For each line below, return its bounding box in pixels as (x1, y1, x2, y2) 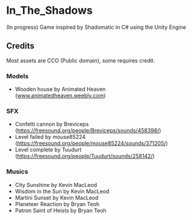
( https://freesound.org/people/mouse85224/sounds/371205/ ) (14, 139, 169, 147)
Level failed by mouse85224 (14, 133, 86, 141)
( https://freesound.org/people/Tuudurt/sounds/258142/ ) (14, 153, 155, 160)
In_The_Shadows (6, 4, 93, 17)
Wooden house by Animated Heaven (14, 85, 107, 93)
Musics (6, 168, 28, 176)
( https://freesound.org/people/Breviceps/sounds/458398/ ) (14, 127, 161, 134)
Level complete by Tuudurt (14, 146, 82, 153)
